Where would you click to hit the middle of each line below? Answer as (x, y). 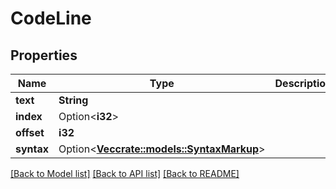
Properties (44, 55)
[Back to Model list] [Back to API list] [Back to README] (125, 173)
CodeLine (51, 18)
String (73, 100)
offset (30, 132)
